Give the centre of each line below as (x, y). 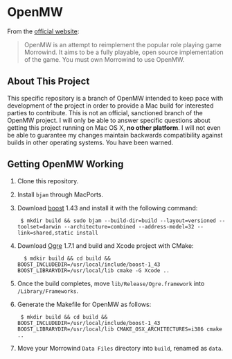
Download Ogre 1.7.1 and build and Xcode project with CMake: (105, 245)
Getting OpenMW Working (65, 164)
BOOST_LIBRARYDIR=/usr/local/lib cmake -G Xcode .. (93, 270)
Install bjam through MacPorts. (60, 194)
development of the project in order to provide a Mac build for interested (110, 106)
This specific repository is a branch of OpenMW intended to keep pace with (115, 98)
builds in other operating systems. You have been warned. (90, 142)
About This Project (48, 82)
